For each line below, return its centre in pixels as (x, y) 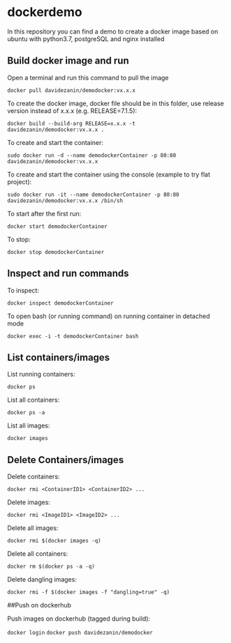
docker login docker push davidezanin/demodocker (80, 633)
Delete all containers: (38, 554)
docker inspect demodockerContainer (60, 303)
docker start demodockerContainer (58, 226)
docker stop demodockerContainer (56, 252)
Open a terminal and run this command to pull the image (88, 77)
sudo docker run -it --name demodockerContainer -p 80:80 (93, 195)
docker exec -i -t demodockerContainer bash (73, 336)
